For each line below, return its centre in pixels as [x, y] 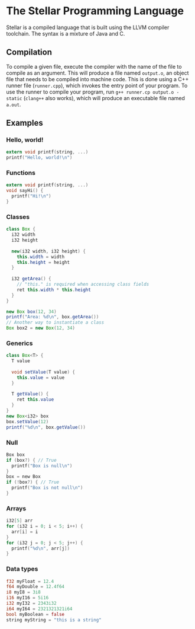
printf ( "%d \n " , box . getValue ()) [46, 427]
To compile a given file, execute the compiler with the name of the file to [94, 66]
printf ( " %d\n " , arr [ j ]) [40, 548]
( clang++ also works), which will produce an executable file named [104, 98]
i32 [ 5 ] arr [19, 521]
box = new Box [24, 477]
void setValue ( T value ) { [43, 372]
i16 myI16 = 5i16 [27, 598]
